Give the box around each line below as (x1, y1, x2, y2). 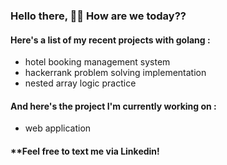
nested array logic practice (24, 77, 137, 89)
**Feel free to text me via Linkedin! (10, 145, 160, 157)
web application (24, 122, 92, 134)
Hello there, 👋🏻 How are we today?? (10, 9, 187, 23)
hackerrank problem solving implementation (24, 67, 207, 79)
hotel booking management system (24, 56, 171, 68)
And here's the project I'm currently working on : (10, 100, 217, 112)
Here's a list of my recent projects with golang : (10, 34, 211, 46)
